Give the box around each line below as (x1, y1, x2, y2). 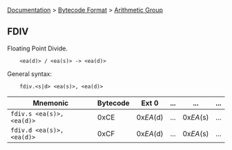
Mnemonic (32, 98, 69, 108)
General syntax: (7, 69, 52, 78)
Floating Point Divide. (7, 44, 68, 53)
